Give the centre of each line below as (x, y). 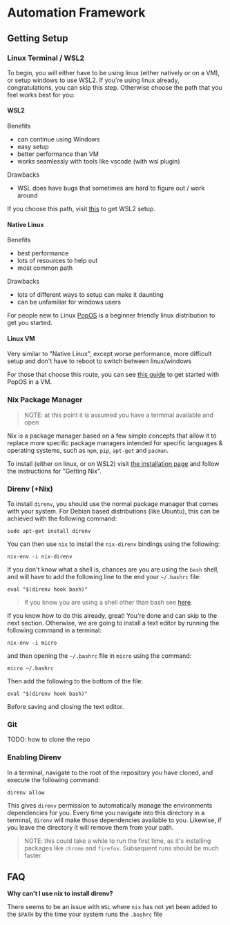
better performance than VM (58, 154)
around (27, 195)
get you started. (30, 323)
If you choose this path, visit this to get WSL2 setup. (81, 209)
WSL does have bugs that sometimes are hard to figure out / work (111, 188)
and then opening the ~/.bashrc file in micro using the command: (99, 656)
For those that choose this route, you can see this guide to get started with (113, 375)
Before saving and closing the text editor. (66, 707)
